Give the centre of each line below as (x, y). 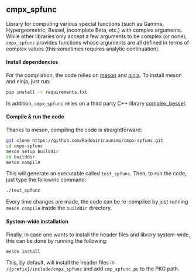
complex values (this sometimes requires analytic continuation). (83, 49)
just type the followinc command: (46, 180)
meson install (23, 252)
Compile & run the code (35, 117)
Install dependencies (32, 62)
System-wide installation (37, 221)
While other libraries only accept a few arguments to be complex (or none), (97, 36)
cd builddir (20, 157)
